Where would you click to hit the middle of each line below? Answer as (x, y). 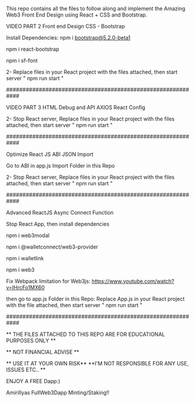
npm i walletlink (25, 258)
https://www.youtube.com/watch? (133, 281)
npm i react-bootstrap (33, 49)
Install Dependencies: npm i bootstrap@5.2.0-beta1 (68, 37)
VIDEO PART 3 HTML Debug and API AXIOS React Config (76, 107)
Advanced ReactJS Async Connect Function (60, 213)
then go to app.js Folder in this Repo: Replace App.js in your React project (95, 299)
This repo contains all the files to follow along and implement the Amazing (96, 9)
